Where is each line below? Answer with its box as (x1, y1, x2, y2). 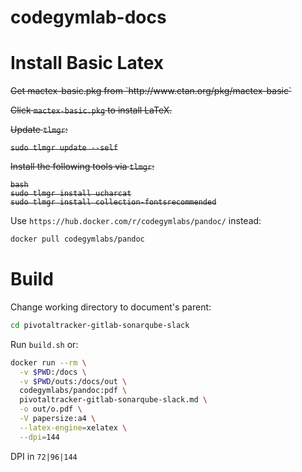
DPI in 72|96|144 (10, 450, 78, 462)
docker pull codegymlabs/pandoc (10, 234, 145, 245)
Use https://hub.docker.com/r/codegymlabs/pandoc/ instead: (10, 215, 262, 227)
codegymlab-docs (10, 6, 167, 29)
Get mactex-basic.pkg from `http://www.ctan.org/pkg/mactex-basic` (10, 85, 292, 97)
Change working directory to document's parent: (10, 301, 212, 313)
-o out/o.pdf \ (19, 404, 83, 415)
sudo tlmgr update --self (10, 143, 118, 153)
